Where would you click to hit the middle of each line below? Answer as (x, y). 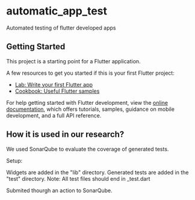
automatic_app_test (57, 11)
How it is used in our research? (65, 135)
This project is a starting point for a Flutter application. (73, 61)
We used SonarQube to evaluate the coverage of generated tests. (88, 149)
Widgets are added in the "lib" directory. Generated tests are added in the (97, 172)
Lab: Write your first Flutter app (54, 84)
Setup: (14, 160)
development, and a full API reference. (54, 115)
